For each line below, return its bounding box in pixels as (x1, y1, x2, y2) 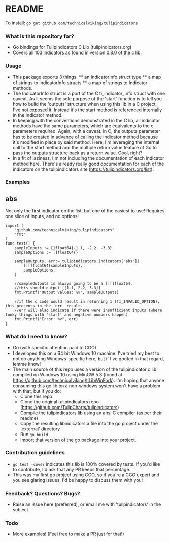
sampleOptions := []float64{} (14, 250, 79, 255)
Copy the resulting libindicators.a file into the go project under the (20, 420, 158, 426)
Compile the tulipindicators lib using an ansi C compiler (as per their (20, 410, 162, 416)
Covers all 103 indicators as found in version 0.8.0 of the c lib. (12, 49, 142, 56)
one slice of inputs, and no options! (5, 213, 79, 220)
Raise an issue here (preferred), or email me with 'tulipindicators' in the (12, 501, 161, 507)
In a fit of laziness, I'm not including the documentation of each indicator (12, 155, 164, 161)
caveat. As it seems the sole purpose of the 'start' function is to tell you (12, 95, 162, 102)
